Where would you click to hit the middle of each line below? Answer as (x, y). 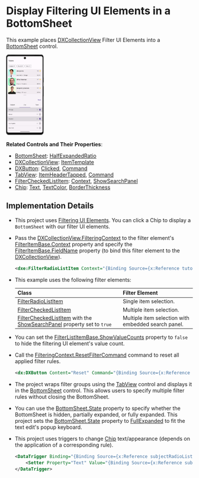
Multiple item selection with (156, 317)
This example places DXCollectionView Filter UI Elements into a (83, 40)
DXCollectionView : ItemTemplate (54, 162)
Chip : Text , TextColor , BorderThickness (62, 187)
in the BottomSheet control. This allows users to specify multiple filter (99, 391)
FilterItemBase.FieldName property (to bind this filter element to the (97, 251)
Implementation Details (50, 206)
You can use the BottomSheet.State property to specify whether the (97, 408)
